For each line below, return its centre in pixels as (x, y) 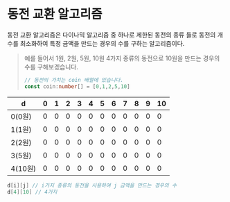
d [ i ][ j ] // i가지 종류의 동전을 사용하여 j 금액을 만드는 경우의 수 (92, 185)
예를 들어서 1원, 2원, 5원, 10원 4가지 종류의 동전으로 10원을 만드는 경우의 (122, 58)
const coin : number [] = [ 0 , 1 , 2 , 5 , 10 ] (77, 86)
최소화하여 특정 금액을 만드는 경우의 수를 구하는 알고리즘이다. (102, 43)
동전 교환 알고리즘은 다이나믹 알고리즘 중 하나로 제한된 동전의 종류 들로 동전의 (112, 35)
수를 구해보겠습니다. (51, 67)
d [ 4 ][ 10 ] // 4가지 (32, 192)
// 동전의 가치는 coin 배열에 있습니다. (73, 80)
